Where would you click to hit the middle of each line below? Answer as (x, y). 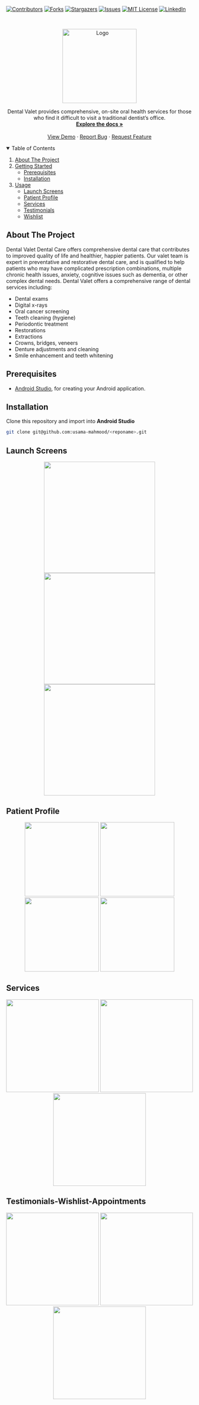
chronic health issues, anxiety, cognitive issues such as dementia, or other (97, 274)
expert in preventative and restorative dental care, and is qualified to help (95, 262)
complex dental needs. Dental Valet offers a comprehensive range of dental (98, 281)
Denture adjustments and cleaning (57, 349)
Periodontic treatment (41, 324)
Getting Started (33, 166)
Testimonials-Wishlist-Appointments (76, 1201)
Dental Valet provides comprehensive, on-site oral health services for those (99, 112)
